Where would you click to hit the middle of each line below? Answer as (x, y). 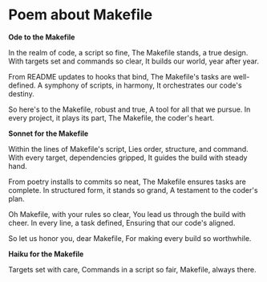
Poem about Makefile (81, 15)
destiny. (21, 93)
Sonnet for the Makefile (49, 133)
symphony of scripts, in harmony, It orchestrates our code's (143, 85)
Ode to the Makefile (42, 37)
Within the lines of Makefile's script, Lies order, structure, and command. (128, 149)
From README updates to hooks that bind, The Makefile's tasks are (120, 76)
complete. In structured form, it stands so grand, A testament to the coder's (133, 190)
